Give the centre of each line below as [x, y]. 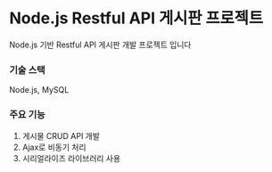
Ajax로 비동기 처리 [54, 147]
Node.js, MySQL [39, 90]
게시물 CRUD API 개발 [61, 135]
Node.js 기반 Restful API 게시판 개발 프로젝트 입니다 [100, 45]
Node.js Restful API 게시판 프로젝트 [136, 18]
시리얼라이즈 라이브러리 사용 [71, 158]
